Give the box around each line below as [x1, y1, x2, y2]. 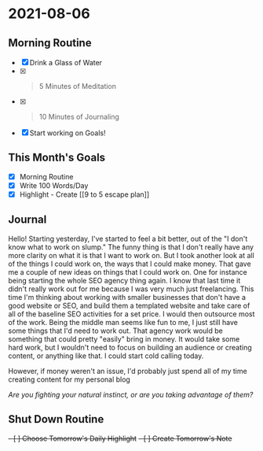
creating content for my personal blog [8, 375, 131, 384]
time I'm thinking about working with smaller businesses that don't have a [8, 292, 246, 301]
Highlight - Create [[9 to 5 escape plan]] [19, 190, 150, 199]
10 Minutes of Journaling [38, 112, 120, 121]
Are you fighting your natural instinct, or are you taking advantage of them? [8, 390, 254, 399]
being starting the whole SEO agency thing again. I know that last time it [8, 275, 241, 285]
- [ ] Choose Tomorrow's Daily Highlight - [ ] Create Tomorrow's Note [8, 434, 232, 443]
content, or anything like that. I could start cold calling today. [8, 351, 204, 360]
